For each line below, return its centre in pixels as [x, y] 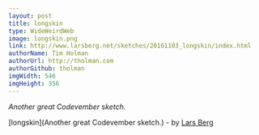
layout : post [30, 16]
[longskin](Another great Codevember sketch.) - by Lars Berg [111, 122]
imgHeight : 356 [34, 83]
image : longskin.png [43, 38]
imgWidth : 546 [32, 76]
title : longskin [36, 23]
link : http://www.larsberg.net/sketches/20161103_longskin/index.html [130, 46]
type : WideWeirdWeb [41, 31]
